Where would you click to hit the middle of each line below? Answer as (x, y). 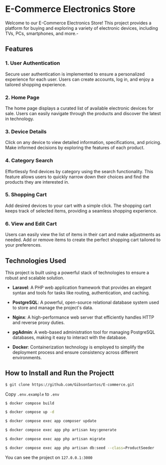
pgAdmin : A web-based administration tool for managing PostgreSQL (84, 332)
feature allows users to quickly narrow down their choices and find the (77, 177)
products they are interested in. (37, 182)
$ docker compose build (30, 403)
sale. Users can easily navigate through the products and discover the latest (83, 113)
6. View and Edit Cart (31, 223)
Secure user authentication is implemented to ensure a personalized (75, 74)
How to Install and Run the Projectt (60, 373)
